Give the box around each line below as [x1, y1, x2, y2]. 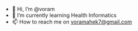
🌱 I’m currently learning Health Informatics [11, 12, 117, 19]
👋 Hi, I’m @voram [11, 6, 55, 12]
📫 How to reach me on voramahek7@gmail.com [11, 18, 132, 25]
